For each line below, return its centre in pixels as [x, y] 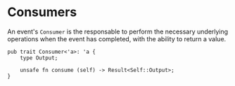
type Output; [39, 58]
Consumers [42, 12]
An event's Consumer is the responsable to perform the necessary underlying [118, 31]
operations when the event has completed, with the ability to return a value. [117, 38]
